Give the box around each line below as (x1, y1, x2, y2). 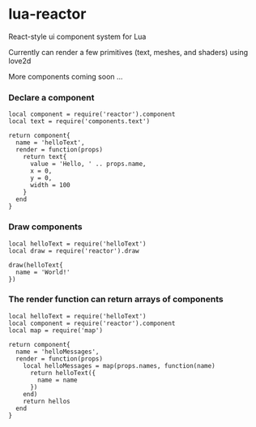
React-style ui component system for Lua (8, 32, 147, 41)
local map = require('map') (8, 326, 104, 335)
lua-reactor (8, 5, 87, 23)
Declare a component (8, 92, 95, 103)
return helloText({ (29, 369, 96, 377)
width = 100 (29, 181, 70, 190)
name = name (37, 376, 79, 384)
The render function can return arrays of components (8, 293, 224, 305)
